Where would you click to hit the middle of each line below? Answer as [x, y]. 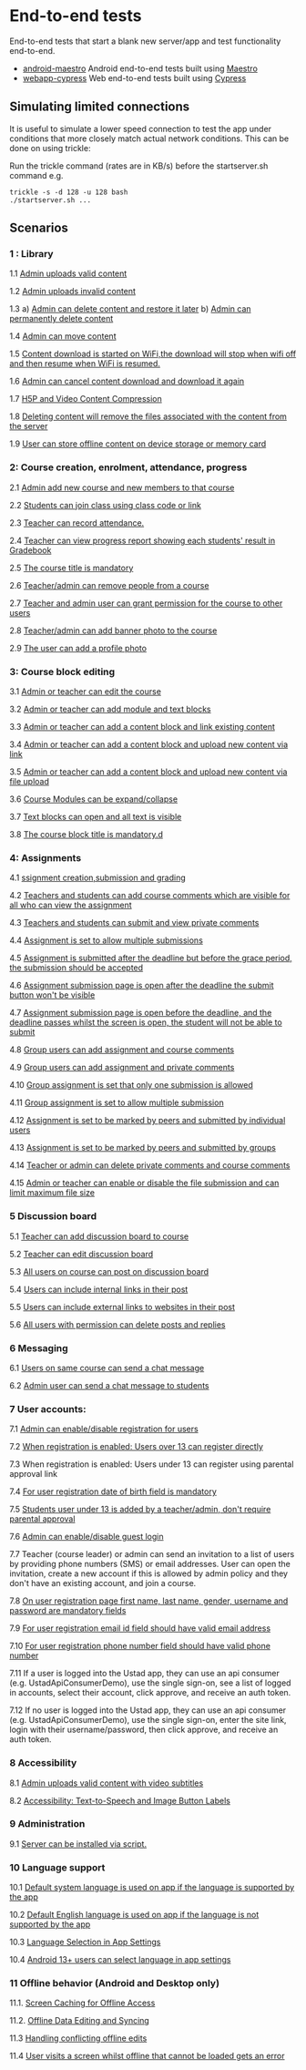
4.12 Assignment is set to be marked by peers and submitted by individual [148, 1121]
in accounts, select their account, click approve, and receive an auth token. [150, 1693]
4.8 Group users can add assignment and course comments [122, 1050]
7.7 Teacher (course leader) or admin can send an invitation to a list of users [152, 1554]
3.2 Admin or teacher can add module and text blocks [110, 709]
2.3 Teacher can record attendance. [77, 523]
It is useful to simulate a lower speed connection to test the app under [140, 128]
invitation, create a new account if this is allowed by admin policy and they [149, 1573]
